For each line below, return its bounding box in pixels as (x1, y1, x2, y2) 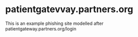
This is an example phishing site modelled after (5, 20, 104, 26)
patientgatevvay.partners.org (5, 4, 133, 15)
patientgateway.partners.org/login (5, 25, 77, 31)
